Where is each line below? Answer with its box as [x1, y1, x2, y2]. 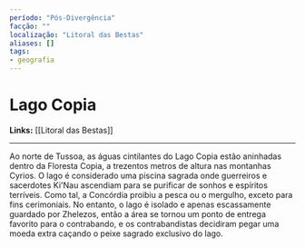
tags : [9, 47, 30, 56]
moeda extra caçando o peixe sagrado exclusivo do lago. [9, 228, 224, 239]
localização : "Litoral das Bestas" [9, 30, 144, 39]
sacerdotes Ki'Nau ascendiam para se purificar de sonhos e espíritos [9, 179, 268, 191]
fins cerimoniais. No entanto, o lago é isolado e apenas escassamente [9, 199, 271, 210]
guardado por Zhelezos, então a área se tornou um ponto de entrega [9, 208, 266, 219]
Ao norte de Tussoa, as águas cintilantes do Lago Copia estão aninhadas [9, 151, 282, 162]
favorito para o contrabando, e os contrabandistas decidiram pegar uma [9, 218, 280, 229]
